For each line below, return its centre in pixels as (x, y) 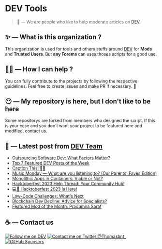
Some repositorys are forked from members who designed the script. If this (80, 121)
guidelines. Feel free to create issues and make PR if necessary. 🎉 (71, 86)
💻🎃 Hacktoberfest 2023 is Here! (44, 189)
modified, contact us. (26, 131)
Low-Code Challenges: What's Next (48, 196)
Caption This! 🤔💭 (29, 168)
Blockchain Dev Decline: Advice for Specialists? (59, 201)
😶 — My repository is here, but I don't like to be (78, 101)
